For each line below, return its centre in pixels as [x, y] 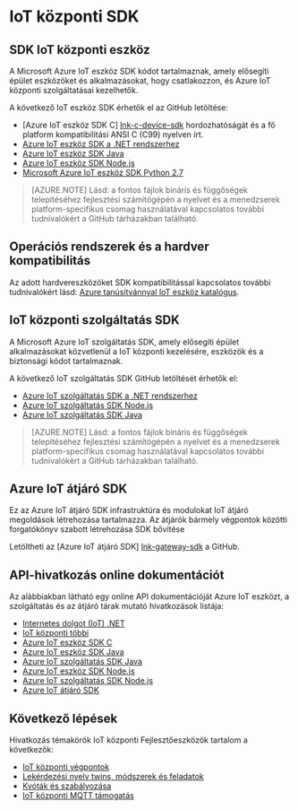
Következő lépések [64, 718]
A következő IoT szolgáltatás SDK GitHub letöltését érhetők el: [124, 378]
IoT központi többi [55, 633]
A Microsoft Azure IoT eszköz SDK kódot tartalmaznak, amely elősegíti [139, 71]
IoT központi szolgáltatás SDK [94, 320]
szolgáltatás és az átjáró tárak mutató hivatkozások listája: [116, 606]
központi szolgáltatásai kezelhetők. [74, 90]
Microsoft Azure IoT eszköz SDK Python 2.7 [102, 173]
